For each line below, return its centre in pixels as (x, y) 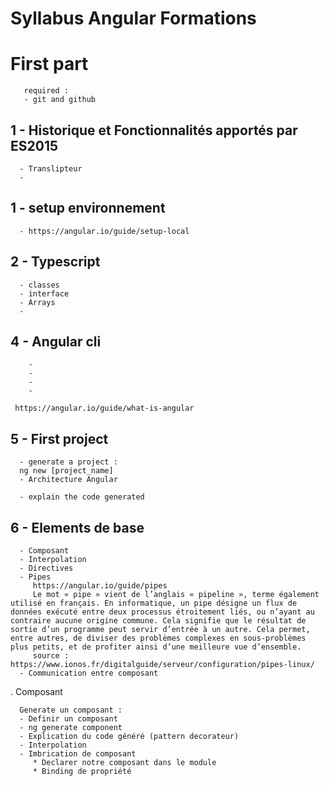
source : (51, 656)
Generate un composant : (71, 710)
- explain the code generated (82, 497)
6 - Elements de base (77, 527)
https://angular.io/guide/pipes (100, 586)
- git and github (60, 100)
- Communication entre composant (89, 673)
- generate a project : (68, 462)
